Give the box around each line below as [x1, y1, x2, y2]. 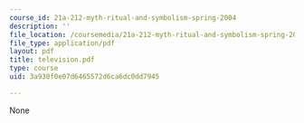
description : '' [9, 22, 71, 31]
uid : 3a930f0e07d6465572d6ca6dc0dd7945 [9, 72, 160, 81]
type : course [9, 64, 59, 73]
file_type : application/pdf [9, 38, 116, 48]
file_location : [9, 30, 67, 39]
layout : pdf [9, 47, 54, 56]
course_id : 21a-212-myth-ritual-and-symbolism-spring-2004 [9, 13, 237, 23]
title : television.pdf [9, 55, 95, 64]
